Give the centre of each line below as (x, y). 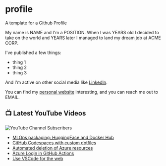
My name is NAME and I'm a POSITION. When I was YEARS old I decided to (82, 32)
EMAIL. (12, 97)
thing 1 (19, 62)
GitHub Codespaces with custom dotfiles (54, 143)
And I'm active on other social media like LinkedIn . (56, 82)
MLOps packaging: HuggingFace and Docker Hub (63, 137)
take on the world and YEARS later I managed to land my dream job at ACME (83, 38)
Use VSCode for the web (38, 158)
